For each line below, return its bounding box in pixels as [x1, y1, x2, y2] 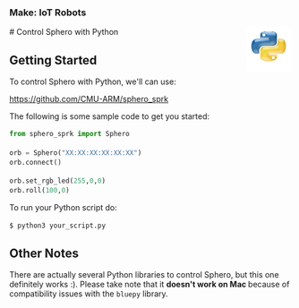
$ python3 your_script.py [9, 221, 106, 230]
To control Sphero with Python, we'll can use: [9, 76, 176, 87]
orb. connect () [9, 158, 63, 167]
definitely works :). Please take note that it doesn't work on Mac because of [9, 279, 290, 290]
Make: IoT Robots [9, 6, 87, 19]
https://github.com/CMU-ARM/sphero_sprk [9, 94, 168, 105]
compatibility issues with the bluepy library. [9, 288, 168, 299]
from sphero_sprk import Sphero [9, 130, 130, 139]
